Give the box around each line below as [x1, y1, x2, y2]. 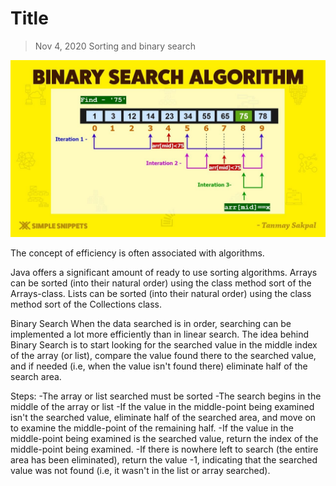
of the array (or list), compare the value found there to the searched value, [10, 350, 317, 362]
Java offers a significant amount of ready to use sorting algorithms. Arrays [10, 267, 318, 279]
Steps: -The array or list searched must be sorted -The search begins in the [10, 390, 322, 402]
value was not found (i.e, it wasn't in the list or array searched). [10, 465, 271, 477]
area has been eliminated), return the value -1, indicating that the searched [10, 454, 318, 466]
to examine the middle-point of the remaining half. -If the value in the [10, 422, 294, 434]
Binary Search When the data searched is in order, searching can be [10, 318, 292, 330]
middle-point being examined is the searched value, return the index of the [10, 433, 319, 445]
